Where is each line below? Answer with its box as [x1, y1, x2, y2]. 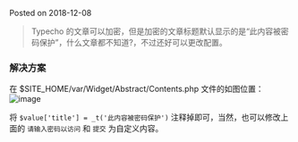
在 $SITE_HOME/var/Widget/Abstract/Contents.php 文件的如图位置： [9, 84, 264, 95]
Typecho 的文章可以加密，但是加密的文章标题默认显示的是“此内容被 [30, 26, 282, 37]
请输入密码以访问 [26, 125, 81, 134]
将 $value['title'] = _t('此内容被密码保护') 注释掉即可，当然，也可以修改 [9, 112, 281, 123]
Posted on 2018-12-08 [9, 8, 92, 18]
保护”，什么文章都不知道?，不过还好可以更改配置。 [38, 38, 228, 47]
